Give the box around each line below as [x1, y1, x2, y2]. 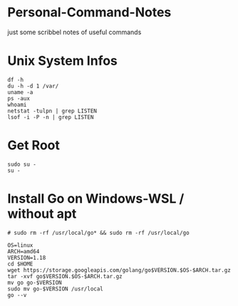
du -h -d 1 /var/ [7, 83, 59, 90]
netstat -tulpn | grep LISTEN [7, 107, 98, 115]
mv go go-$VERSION [7, 279, 62, 286]
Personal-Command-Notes [7, 4, 172, 21]
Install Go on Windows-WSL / [7, 191, 185, 206]
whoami [7, 101, 27, 108]
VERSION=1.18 [7, 254, 46, 261]
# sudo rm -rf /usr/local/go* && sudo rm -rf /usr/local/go [7, 229, 190, 236]
